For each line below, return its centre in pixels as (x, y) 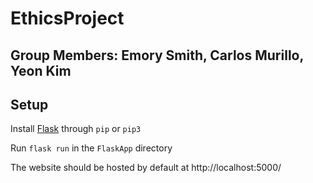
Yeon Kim (41, 70)
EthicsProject (67, 18)
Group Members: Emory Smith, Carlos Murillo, (157, 55)
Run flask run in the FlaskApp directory (91, 148)
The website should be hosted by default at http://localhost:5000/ (146, 168)
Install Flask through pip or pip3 (76, 129)
